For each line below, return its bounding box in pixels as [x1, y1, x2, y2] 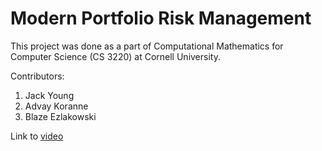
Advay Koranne [24, 100, 89, 112]
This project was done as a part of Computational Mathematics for [10, 40, 284, 52]
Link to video [10, 130, 64, 142]
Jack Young [24, 89, 75, 101]
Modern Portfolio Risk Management [10, 7, 312, 30]
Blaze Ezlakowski [24, 110, 97, 122]
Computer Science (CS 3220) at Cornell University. [10, 50, 221, 62]
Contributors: [10, 70, 65, 82]
